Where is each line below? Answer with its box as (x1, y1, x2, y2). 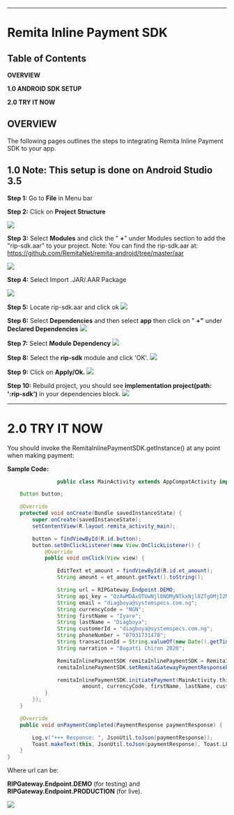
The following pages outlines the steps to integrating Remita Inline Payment (7, 137, 224, 145)
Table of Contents (7, 52, 87, 64)
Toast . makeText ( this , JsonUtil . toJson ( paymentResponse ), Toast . (32, 740, 223, 747)
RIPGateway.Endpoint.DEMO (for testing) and (7, 779, 141, 788)
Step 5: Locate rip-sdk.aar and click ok (7, 303, 120, 311)
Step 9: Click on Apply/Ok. (7, 368, 86, 376)
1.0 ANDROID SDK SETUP (7, 84, 82, 93)
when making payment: (7, 451, 75, 459)
